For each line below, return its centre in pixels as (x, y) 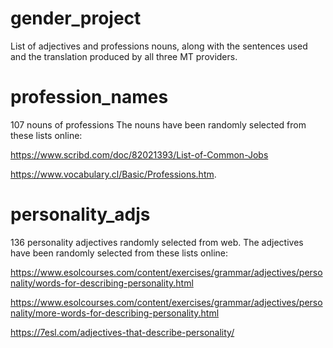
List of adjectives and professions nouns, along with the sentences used (159, 46)
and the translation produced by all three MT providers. (124, 56)
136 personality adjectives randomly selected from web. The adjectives (157, 242)
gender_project (76, 18)
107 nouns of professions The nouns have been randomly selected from (158, 124)
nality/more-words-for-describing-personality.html (115, 313)
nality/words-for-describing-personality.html (102, 283)
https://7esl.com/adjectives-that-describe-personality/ (122, 332)
